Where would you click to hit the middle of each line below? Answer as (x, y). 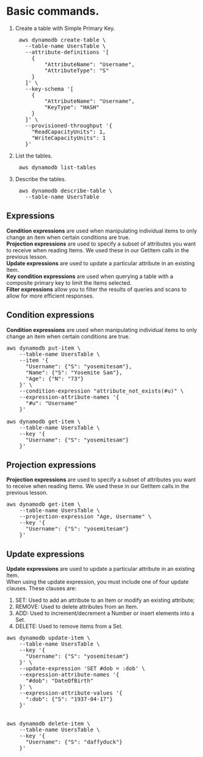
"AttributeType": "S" (77, 70)
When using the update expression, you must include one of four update (98, 582)
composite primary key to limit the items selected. (69, 282)
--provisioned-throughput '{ (69, 126)
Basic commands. (53, 11)
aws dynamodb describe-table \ (65, 190)
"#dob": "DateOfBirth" (59, 681)
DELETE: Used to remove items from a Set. (69, 627)
